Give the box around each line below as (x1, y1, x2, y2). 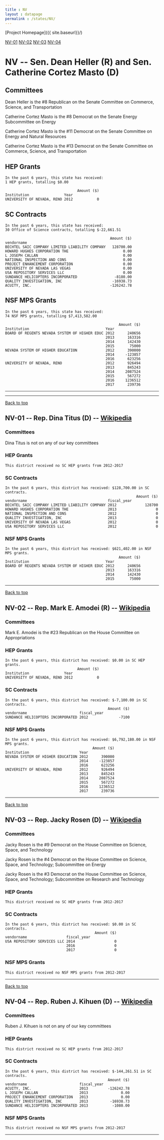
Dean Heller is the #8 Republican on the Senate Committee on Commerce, (5, 99, 155, 105)
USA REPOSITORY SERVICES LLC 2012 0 (5, 524, 159, 529)
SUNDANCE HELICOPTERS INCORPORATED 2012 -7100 (5, 715, 130, 720)
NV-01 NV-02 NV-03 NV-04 (5, 39, 61, 45)
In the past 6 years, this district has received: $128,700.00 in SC (5, 485, 150, 491)
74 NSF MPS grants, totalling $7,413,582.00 (5, 314, 97, 319)
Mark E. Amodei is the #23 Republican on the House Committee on (5, 630, 140, 636)
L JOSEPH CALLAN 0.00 (5, 253, 132, 258)
